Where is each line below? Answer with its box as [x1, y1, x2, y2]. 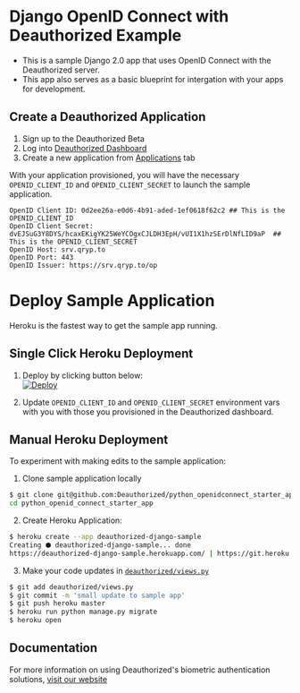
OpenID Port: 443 [9, 252, 74, 261]
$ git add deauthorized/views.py [9, 582, 134, 592]
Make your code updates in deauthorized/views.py [21, 565, 210, 576]
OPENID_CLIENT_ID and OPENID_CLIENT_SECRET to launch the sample [9, 179, 251, 190]
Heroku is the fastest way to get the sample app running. [9, 320, 219, 330]
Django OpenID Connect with [9, 6, 229, 27]
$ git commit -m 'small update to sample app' [9, 591, 186, 600]
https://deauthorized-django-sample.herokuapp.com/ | [9, 549, 214, 558]
